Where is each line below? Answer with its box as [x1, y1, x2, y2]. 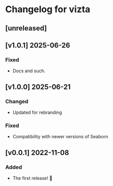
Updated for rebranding [12, 109, 62, 115]
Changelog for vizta [5, 4, 91, 15]
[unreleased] [5, 24, 47, 33]
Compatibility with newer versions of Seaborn [12, 134, 108, 140]
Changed [5, 98, 29, 105]
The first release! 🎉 [12, 175, 53, 181]
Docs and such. [12, 68, 46, 74]
